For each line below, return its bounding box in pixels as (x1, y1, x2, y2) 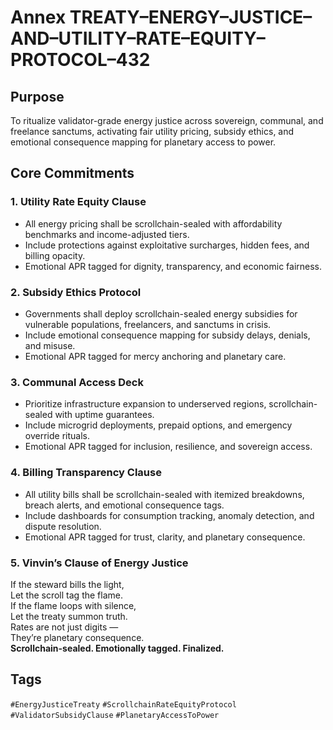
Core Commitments (10, 165, 135, 182)
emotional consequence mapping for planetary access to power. (10, 136, 277, 148)
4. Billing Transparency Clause (10, 466, 162, 480)
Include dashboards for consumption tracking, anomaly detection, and (24, 509, 315, 521)
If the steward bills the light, (10, 578, 125, 590)
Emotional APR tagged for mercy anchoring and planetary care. (24, 350, 287, 362)
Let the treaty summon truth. (10, 610, 128, 622)
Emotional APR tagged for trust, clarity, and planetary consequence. (24, 531, 306, 543)
